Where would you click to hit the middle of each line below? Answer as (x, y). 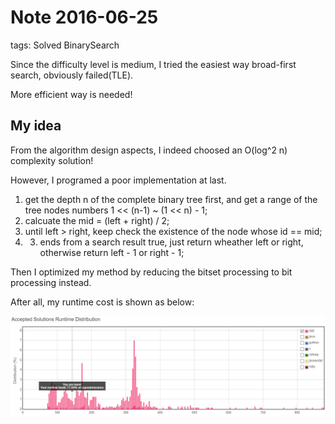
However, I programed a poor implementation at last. (118, 180)
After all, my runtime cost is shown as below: (102, 302)
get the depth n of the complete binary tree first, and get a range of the (171, 199)
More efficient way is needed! (71, 94)
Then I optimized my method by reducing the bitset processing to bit (151, 272)
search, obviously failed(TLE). (72, 75)
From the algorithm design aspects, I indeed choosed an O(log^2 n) (149, 150)
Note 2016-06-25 (84, 17)
